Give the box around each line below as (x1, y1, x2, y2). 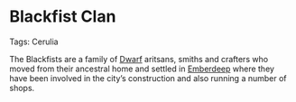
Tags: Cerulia (9, 36, 59, 47)
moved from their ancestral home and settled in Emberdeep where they (9, 63, 275, 74)
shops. (9, 82, 35, 93)
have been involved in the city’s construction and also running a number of (9, 72, 287, 83)
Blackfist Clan (9, 6, 116, 27)
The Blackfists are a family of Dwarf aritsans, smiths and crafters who (9, 53, 269, 64)
